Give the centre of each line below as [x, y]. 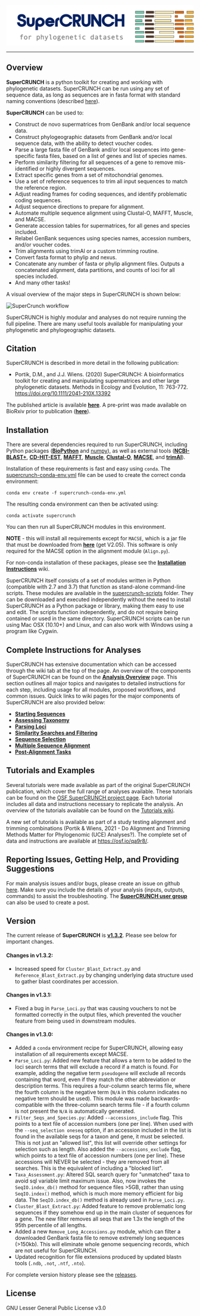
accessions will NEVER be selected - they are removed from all [92, 1162]
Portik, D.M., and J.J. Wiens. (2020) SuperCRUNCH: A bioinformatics [99, 374]
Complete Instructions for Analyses [74, 650]
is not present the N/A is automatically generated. [75, 1111]
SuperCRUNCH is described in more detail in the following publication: [93, 363]
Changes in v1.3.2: [30, 955]
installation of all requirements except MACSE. [71, 1054]
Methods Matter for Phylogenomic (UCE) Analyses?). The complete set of [96, 834]
